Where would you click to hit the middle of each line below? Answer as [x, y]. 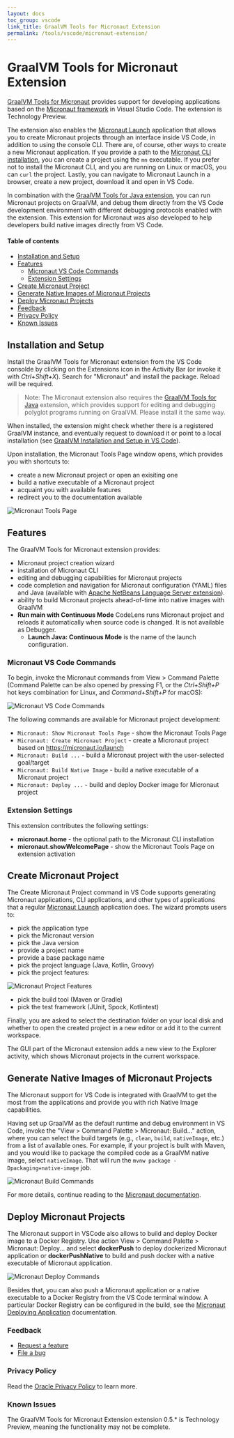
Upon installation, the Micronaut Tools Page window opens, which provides [115, 454]
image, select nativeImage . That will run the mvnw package [89, 1161]
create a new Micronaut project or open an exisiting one [97, 475]
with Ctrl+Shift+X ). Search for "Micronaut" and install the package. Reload [114, 376]
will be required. [30, 384]
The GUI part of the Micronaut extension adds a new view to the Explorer [112, 1049]
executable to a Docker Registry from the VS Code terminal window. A [108, 1298]
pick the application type [53, 928]
